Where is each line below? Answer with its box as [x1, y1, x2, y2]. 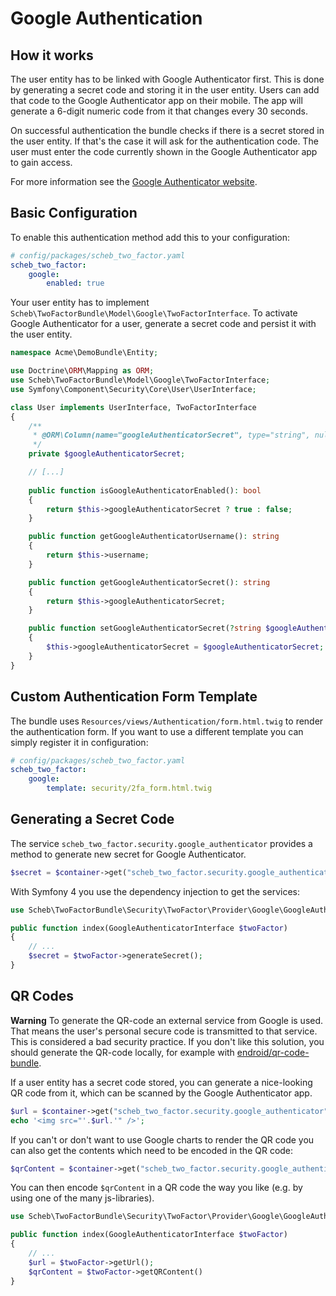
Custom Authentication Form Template [10, 688, 258, 706]
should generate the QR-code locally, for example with [10, 1046, 235, 1058]
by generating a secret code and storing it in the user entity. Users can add [10, 84, 320, 96]
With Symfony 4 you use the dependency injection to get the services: [10, 885, 300, 897]
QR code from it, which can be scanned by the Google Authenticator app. [10, 1087, 313, 1099]
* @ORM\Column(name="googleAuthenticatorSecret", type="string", [32, 430, 311, 441]
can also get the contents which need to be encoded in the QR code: [10, 1144, 294, 1156]
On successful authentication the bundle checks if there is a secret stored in [10, 125, 325, 136]
